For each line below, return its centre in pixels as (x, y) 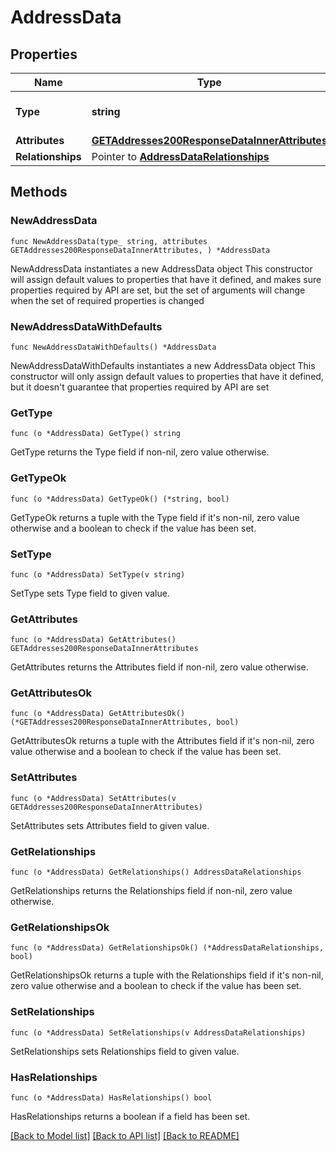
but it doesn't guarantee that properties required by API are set (140, 387)
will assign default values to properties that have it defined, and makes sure (166, 279)
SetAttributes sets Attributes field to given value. (110, 825)
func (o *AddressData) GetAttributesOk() (98, 714)
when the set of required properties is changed (107, 300)
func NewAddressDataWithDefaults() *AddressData (113, 347)
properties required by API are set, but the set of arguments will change (158, 290)
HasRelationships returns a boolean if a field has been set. (130, 1116)
